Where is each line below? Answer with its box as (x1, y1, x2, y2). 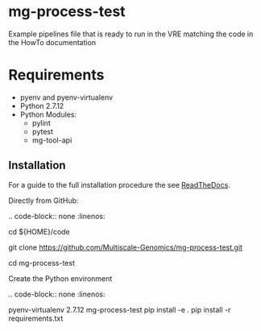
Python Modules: (19, 110, 77, 119)
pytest (31, 126, 54, 136)
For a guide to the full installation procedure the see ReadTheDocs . (8, 180, 231, 189)
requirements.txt (8, 313, 64, 323)
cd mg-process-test (8, 258, 75, 267)
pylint (31, 118, 51, 127)
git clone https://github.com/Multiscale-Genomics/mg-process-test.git (8, 242, 243, 252)
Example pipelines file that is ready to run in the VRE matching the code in (8, 29, 254, 39)
